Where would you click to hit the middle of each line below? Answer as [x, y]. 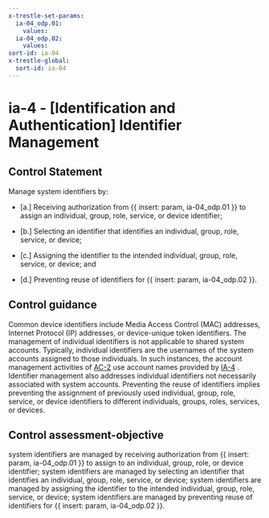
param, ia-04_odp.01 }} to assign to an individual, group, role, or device [126, 463]
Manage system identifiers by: [58, 191]
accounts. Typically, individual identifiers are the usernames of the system [131, 350]
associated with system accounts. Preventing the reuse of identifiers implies [134, 384]
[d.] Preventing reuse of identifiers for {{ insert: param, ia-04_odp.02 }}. [139, 280]
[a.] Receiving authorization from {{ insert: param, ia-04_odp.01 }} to [133, 207]
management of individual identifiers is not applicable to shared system [126, 341]
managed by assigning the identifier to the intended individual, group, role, [132, 489]
